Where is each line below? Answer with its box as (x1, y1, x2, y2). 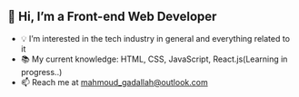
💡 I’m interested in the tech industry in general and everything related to (20, 33, 291, 44)
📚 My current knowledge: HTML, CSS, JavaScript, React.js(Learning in (20, 53, 288, 64)
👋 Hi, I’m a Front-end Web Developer (7, 9, 217, 24)
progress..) (20, 66, 63, 77)
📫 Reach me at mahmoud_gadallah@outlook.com (20, 76, 209, 87)
